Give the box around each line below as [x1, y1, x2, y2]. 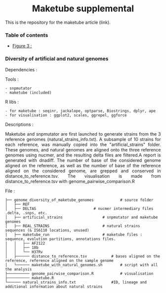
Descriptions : [5, 121, 34, 127]
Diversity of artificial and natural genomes [5, 55, 109, 62]
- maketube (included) [5, 90, 52, 95]
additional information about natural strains [5, 284, 103, 289]
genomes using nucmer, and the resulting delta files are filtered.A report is [5, 152, 161, 158]
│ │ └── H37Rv [5, 249, 43, 254]
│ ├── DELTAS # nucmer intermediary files [5, 206, 154, 211]
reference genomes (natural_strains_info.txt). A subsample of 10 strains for [5, 136, 161, 142]
